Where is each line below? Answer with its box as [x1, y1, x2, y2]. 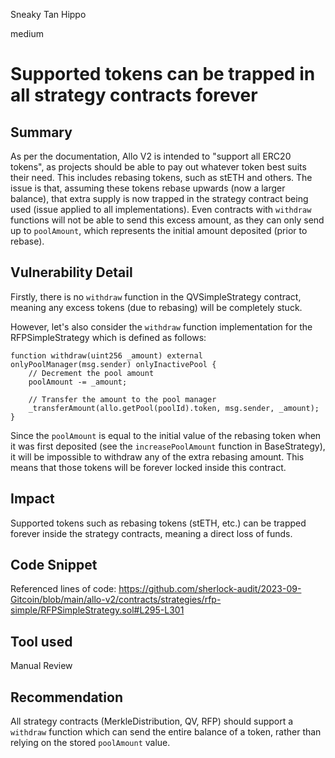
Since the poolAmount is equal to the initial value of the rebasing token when [10, 429, 322, 441]
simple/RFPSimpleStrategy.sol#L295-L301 [10, 604, 185, 616]
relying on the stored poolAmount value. [10, 737, 171, 749]
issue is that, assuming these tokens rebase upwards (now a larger [10, 182, 286, 194]
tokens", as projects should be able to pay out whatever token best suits [10, 161, 307, 173]
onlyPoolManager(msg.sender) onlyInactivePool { [10, 359, 217, 369]
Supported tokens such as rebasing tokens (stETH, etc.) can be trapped [10, 517, 307, 529]
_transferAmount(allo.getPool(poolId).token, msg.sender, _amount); [28, 403, 320, 413]
